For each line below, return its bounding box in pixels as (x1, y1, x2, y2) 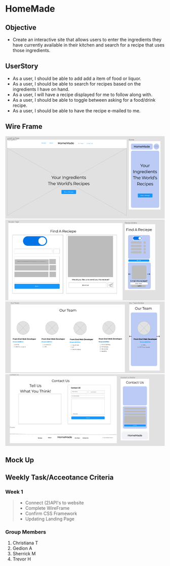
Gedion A (12, 545, 32, 551)
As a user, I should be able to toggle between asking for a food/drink (12, 97, 156, 103)
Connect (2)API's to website (25, 499, 84, 506)
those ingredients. (12, 48, 51, 53)
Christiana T (12, 540, 38, 546)
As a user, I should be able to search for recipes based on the (12, 80, 141, 86)
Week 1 (5, 488, 24, 495)
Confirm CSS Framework (25, 510, 77, 516)
